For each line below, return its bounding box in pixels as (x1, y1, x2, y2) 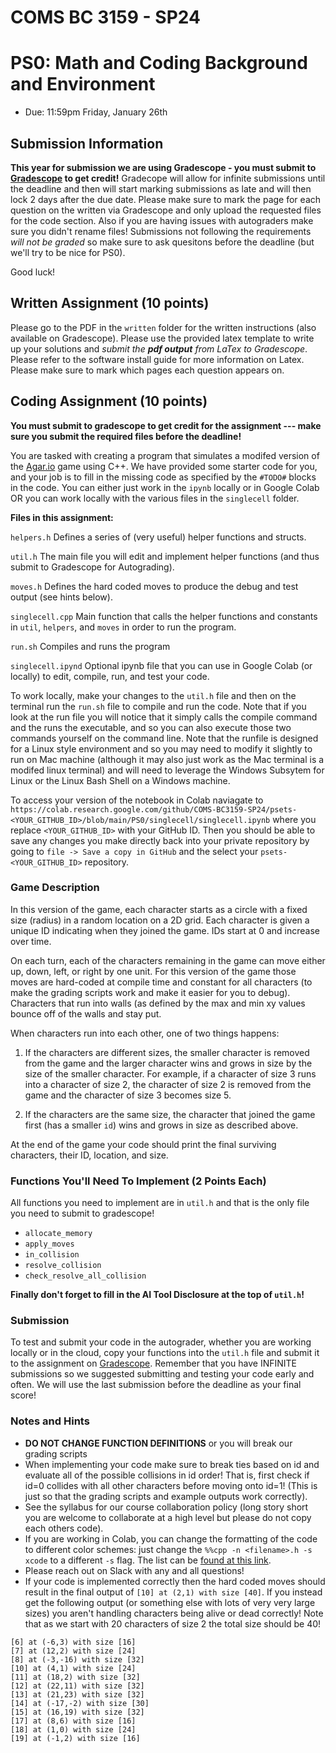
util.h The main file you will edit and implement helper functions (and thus (10, 550, 320, 562)
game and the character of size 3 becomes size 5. (24, 1089, 232, 1101)
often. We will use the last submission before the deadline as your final (10, 1379, 302, 1391)
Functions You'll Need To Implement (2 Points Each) (10, 1174, 267, 1188)
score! (10, 1389, 37, 1401)
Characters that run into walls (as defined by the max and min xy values (10, 997, 306, 1009)
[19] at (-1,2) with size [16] (10, 1733, 141, 1743)
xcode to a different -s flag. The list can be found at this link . (24, 1554, 272, 1566)
